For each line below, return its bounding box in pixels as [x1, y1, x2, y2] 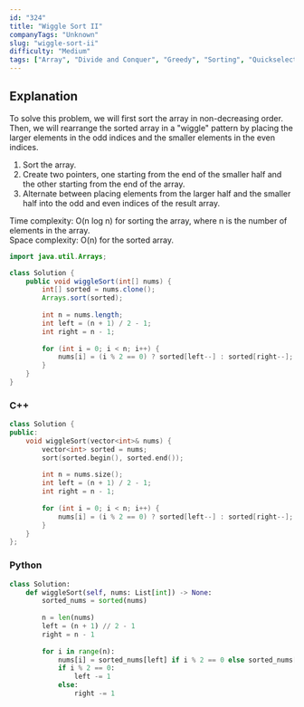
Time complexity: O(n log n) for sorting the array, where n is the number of [9, 215, 288, 226]
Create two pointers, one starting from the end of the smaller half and [22, 168, 282, 179]
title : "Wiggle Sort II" [9, 22, 103, 31]
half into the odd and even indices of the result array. [22, 197, 220, 208]
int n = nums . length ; [42, 311, 124, 320]
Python [9, 559, 43, 571]
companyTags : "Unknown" [9, 30, 100, 39]
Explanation [9, 89, 79, 104]
